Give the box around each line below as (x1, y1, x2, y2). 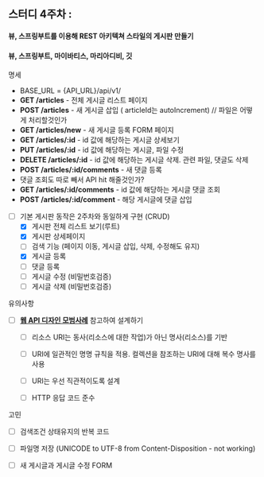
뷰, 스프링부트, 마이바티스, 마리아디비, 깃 (8, 51, 133, 60)
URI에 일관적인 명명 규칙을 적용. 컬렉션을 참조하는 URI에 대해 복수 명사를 (31, 349, 256, 359)
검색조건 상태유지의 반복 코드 (19, 427, 110, 436)
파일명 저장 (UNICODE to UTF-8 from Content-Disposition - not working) (19, 444, 256, 453)
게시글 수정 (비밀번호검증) (31, 271, 112, 281)
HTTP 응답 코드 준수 (31, 393, 95, 402)
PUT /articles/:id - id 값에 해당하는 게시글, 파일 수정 (19, 145, 184, 155)
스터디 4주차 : (8, 7, 72, 21)
